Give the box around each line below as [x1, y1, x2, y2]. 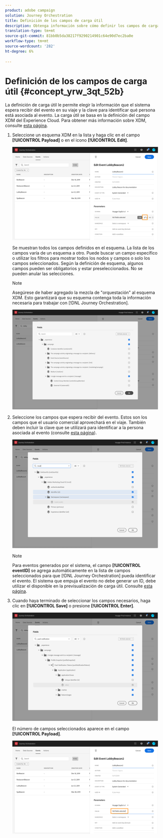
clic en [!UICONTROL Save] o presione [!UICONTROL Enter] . [12, 603, 134, 609]
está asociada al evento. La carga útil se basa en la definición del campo [5, 112, 150, 118]
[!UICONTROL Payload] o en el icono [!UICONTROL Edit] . [12, 137, 129, 143]
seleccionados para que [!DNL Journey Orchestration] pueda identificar [12, 573, 156, 579]
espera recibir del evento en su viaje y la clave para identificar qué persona [5, 107, 155, 113]
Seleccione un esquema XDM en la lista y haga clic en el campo [12, 132, 140, 138]
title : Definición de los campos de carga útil [5, 18, 103, 23]
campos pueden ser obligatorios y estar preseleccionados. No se [12, 266, 143, 272]
